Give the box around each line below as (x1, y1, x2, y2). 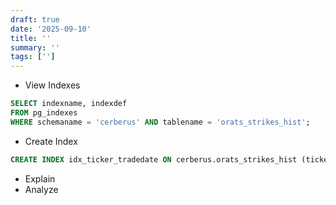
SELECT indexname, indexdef (10, 99, 128, 109)
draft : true (10, 14, 60, 25)
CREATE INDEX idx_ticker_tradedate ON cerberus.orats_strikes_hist (10, 154, 298, 165)
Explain (24, 172, 56, 185)
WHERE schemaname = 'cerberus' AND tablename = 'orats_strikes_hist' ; (10, 117, 311, 127)
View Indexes (24, 79, 81, 91)
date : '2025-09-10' (10, 24, 92, 34)
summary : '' (10, 42, 60, 53)
